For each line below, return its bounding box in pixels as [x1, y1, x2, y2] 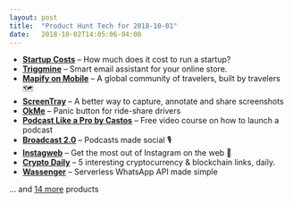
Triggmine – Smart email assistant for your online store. [21, 63, 228, 74]
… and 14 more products [9, 184, 99, 195]
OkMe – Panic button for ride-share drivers [21, 106, 181, 116]
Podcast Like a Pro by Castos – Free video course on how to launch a [21, 115, 280, 126]
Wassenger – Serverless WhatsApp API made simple [21, 166, 219, 177]
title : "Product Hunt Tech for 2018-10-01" [9, 21, 178, 30]
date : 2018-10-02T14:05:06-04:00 [9, 30, 142, 38]
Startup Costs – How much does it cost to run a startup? [21, 55, 231, 65]
